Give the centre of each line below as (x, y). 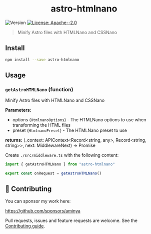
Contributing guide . (25, 225)
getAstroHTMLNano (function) (39, 89)
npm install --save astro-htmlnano (42, 60)
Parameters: (18, 110)
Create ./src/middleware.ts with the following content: (62, 155)
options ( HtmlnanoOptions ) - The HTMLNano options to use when (79, 120)
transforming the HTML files (41, 125)
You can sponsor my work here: (38, 201)
